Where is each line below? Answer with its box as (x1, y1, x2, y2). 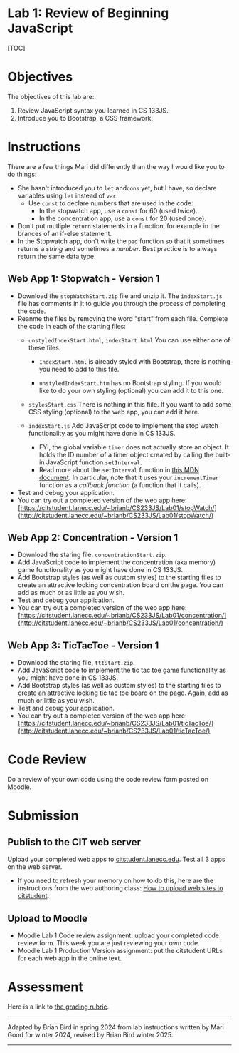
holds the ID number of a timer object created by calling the (38, 450, 214, 459)
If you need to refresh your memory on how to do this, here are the (17, 876, 214, 885)
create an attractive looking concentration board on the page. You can (17, 581, 224, 589)
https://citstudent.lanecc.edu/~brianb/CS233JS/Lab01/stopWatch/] (20, 503, 217, 512)
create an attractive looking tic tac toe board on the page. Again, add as (17, 688, 229, 697)
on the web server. (7, 863, 63, 871)
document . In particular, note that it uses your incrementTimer (38, 473, 219, 482)
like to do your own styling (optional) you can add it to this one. (38, 386, 224, 395)
